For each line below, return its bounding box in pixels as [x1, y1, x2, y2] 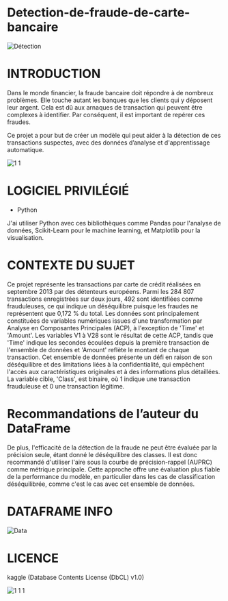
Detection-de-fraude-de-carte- [7, 5, 190, 21]
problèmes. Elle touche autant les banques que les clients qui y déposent [7, 96, 213, 104]
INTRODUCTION [7, 66, 101, 82]
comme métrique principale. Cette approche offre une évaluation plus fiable [7, 465, 220, 474]
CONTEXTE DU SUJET [7, 258, 135, 273]
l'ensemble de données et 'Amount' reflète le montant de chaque [7, 345, 190, 354]
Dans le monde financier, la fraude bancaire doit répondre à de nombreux [7, 88, 214, 97]
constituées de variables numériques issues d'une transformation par [7, 317, 203, 325]
